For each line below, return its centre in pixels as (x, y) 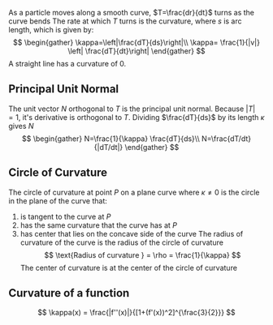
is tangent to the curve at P (65, 216)
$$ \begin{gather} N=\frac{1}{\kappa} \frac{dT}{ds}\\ (111, 139)
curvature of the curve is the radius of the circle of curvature (121, 242)
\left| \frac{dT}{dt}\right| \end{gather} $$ (136, 51)
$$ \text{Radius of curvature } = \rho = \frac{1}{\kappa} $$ (143, 254)
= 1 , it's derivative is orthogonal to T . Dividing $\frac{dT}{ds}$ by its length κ (136, 117)
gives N (21, 126)
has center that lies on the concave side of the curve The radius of (132, 233)
